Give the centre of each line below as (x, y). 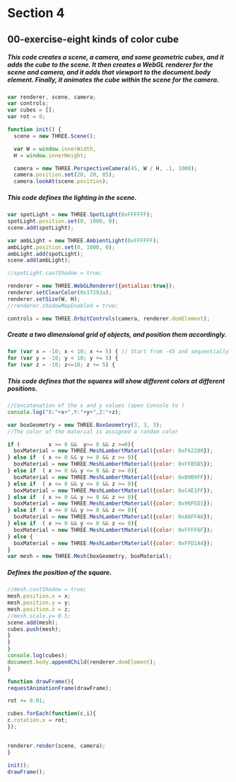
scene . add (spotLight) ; (41, 228)
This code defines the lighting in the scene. (72, 197)
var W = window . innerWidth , (55, 149)
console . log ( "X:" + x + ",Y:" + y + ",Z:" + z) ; (64, 412)
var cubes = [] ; (31, 110)
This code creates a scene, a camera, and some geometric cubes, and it (116, 57)
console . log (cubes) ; (38, 656)
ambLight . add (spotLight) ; (45, 254)
